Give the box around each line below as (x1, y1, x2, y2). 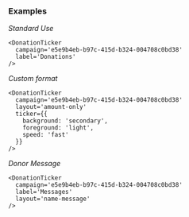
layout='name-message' (15, 195, 91, 203)
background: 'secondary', (22, 117, 109, 125)
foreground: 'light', (22, 124, 94, 132)
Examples (8, 6, 48, 17)
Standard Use (8, 24, 54, 33)
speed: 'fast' (22, 131, 69, 139)
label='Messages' (15, 188, 73, 196)
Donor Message (8, 159, 61, 169)
